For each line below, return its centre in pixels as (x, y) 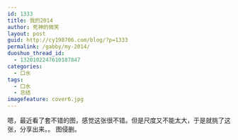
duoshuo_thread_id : (36, 54)
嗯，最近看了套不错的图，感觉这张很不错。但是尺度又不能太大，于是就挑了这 (119, 120)
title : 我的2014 (30, 21)
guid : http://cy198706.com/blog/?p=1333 (68, 40)
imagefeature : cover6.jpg (45, 100)
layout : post (27, 34)
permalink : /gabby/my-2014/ (49, 47)
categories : (25, 66)
